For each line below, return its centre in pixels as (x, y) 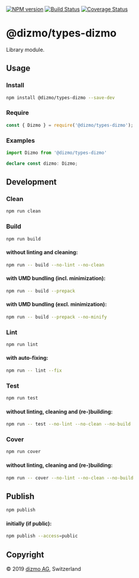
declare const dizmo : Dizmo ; (42, 164)
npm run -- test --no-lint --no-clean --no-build (69, 424)
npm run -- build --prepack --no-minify (57, 317)
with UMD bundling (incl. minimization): (56, 278)
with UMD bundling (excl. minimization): (56, 304)
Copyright (25, 555)
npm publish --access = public (42, 536)
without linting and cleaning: (42, 252)
